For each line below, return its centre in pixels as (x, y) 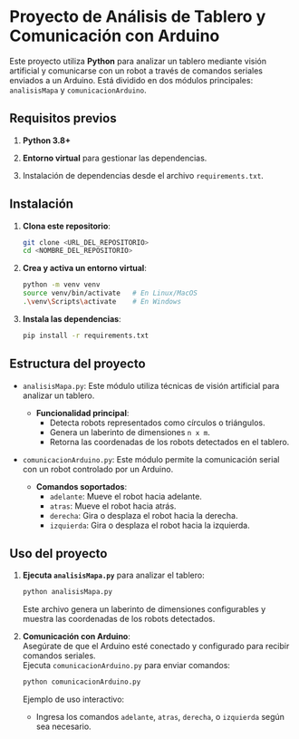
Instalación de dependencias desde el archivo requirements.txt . (143, 175)
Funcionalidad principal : (82, 413)
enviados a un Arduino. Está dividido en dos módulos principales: (131, 80)
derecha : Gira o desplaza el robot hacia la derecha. (144, 515)
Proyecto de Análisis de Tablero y (138, 17)
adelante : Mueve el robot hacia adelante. (125, 496)
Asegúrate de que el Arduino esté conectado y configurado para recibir (156, 647)
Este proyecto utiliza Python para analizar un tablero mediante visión (138, 61)
